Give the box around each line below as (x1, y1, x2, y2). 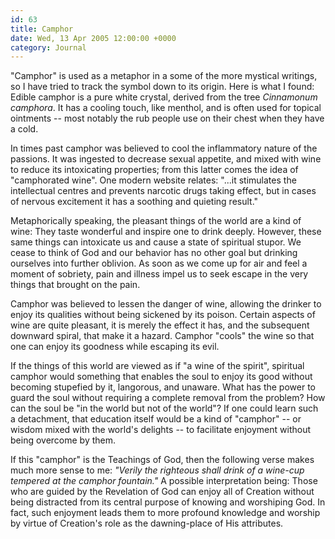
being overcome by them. (10, 434, 117, 446)
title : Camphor (10, 24, 74, 34)
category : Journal (10, 42, 87, 53)
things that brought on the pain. (10, 279, 141, 291)
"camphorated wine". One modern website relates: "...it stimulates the (10, 174, 297, 186)
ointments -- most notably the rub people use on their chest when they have (10, 112, 325, 125)
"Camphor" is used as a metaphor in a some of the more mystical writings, (10, 70, 318, 82)
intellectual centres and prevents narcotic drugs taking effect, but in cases (10, 185, 317, 197)
